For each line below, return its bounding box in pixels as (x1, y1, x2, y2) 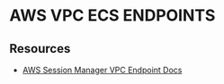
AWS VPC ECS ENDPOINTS (9, 5, 216, 26)
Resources (9, 41, 71, 56)
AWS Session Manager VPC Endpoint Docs (22, 64, 183, 75)
